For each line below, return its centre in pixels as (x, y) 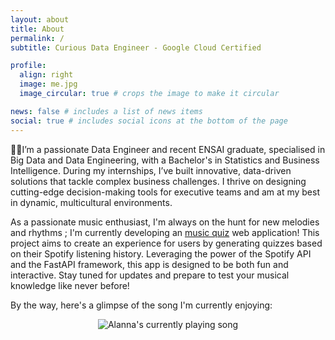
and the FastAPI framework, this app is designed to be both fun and (149, 264)
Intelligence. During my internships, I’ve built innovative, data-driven (151, 170)
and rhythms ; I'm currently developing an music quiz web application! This (165, 232)
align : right (46, 75)
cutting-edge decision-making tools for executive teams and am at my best (165, 192)
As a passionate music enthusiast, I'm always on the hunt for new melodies (165, 222)
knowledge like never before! (70, 285)
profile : (28, 66)
